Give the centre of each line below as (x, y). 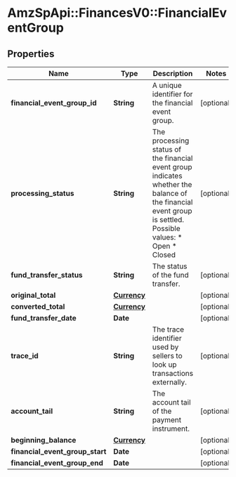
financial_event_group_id (54, 103)
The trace (168, 329)
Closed (164, 255)
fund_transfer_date (44, 318)
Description (173, 73)
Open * (164, 246)
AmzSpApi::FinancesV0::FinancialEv (117, 13)
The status (170, 266)
